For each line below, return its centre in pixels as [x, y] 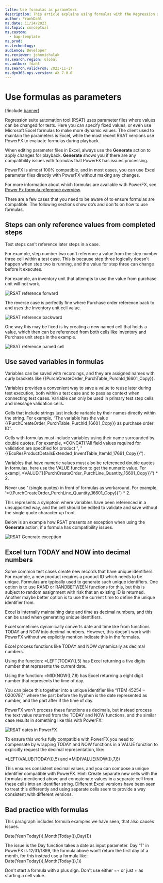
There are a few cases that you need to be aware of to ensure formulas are [80, 199]
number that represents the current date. [46, 666]
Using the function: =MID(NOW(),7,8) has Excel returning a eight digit [74, 676]
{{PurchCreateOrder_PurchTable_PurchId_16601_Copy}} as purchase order [79, 423]
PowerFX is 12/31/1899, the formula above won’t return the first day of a [77, 851]
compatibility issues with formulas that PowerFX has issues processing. [77, 160]
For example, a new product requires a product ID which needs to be [74, 577]
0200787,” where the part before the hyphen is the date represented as [76, 695]
